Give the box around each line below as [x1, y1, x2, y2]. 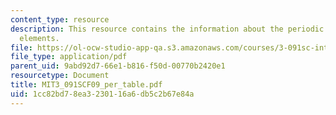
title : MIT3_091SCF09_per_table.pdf [10, 80, 163, 90]
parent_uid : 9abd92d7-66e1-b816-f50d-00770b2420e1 [10, 61, 226, 71]
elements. [19, 33, 60, 43]
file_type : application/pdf [10, 52, 128, 62]
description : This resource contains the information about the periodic [10, 24, 325, 34]
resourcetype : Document [10, 71, 110, 81]
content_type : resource [10, 14, 110, 25]
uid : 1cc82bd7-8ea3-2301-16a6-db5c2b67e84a [10, 89, 195, 99]
